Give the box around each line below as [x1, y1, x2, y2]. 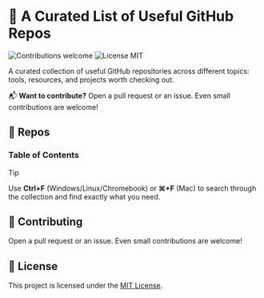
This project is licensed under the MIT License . [8, 280, 163, 291]
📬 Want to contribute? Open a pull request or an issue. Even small [8, 91, 230, 100]
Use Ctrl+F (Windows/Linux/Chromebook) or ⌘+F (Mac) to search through [8, 183, 257, 193]
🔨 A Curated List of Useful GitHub [8, 7, 234, 26]
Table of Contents [8, 150, 80, 161]
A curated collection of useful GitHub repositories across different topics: [8, 66, 250, 75]
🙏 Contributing [8, 215, 83, 229]
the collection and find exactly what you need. [8, 191, 161, 201]
